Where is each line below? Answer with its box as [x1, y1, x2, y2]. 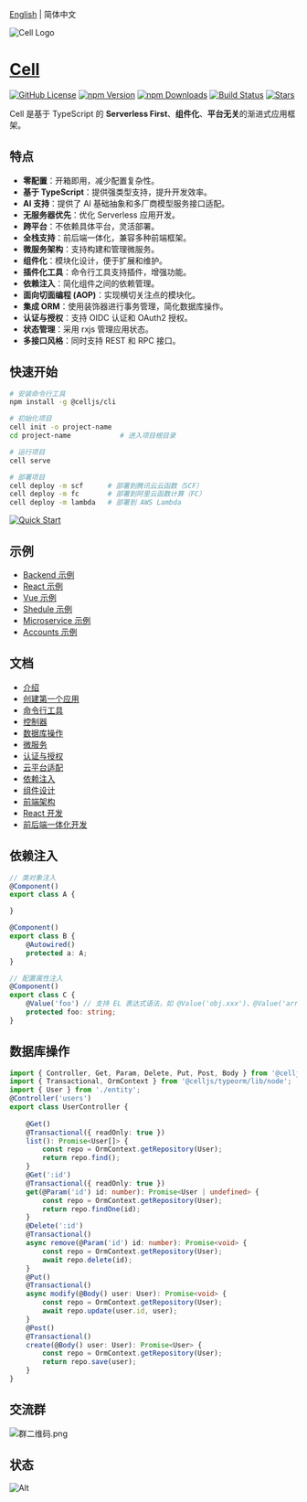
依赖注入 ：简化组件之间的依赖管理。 [22, 278, 160, 289]
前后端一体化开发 [22, 818, 88, 830]
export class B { [9, 932, 76, 941]
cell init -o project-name [9, 422, 112, 432]
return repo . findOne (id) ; [42, 1204, 142, 1214]
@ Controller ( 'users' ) [9, 1094, 92, 1103]
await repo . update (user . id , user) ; [42, 1306, 178, 1316]
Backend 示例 [22, 570, 75, 580]
